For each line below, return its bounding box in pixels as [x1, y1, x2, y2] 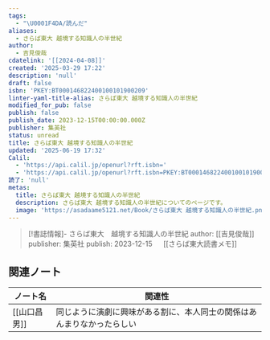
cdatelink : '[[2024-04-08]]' [8, 57, 106, 65]
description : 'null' [8, 72, 78, 80]
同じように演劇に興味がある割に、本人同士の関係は [55, 306, 249, 317]
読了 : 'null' [8, 176, 50, 185]
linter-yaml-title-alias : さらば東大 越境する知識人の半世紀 [8, 94, 198, 102]
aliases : [8, 27, 38, 35]
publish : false [8, 109, 59, 117]
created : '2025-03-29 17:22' [8, 64, 106, 72]
